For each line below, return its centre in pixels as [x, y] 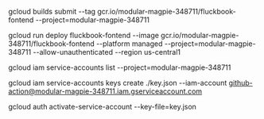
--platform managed [129, 44]
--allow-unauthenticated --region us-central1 [107, 52]
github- [241, 83]
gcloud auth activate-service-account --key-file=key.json [103, 107]
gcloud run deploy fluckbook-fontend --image [83, 35]
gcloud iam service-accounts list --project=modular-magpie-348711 [120, 67]
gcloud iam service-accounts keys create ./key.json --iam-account [118, 83]
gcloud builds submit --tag [52, 12]
